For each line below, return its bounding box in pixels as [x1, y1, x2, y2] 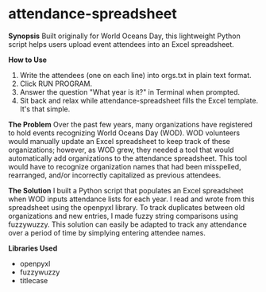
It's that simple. [19, 104, 71, 114]
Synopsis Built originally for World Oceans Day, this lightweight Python [8, 31, 241, 41]
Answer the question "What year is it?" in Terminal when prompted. [19, 87, 241, 96]
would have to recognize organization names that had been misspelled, [8, 162, 241, 171]
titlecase [19, 275, 48, 285]
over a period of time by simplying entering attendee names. [8, 228, 206, 237]
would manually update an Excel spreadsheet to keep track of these [8, 136, 230, 146]
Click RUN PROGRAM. [19, 79, 93, 88]
